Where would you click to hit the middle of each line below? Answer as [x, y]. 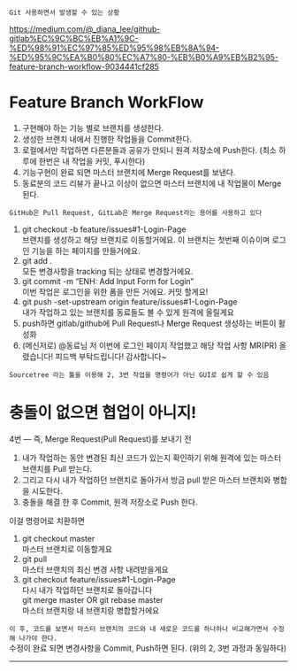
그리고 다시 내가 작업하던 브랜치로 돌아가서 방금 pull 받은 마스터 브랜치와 [146, 480]
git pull [34, 559]
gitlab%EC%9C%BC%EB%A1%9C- [74, 39]
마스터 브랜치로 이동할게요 [67, 549]
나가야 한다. [38, 638]
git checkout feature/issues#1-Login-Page [99, 579]
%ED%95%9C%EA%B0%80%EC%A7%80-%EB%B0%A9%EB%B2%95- [144, 57]
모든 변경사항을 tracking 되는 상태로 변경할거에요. [107, 271]
